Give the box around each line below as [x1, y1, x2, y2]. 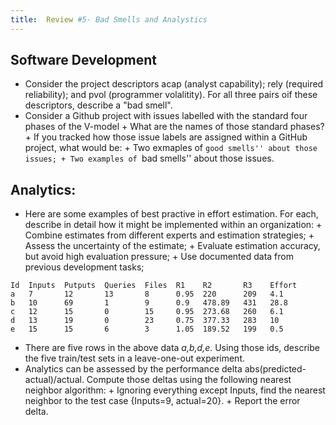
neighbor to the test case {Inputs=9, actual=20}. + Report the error [24, 395, 301, 407]
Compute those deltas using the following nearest [86, 374, 292, 386]
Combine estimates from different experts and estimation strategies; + [24, 229, 315, 241]
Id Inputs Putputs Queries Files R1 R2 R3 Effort [10, 281, 298, 291]
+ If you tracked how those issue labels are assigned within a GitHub [24, 131, 308, 143]
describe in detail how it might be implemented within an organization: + [24, 219, 323, 231]
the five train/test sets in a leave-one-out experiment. [24, 352, 246, 365]
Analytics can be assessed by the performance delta [24, 363, 243, 375]
